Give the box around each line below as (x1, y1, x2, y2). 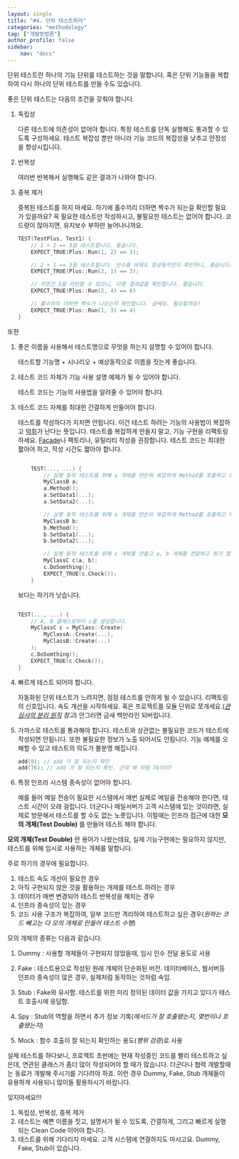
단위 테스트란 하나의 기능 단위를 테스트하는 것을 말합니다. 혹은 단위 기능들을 (7, 70, 216, 79)
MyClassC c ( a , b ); (43, 557, 98, 565)
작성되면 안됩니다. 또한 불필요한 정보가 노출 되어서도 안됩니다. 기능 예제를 (17, 735, 221, 743)
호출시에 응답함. (25, 997, 70, 1006)
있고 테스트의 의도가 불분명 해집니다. (38, 743, 140, 752)
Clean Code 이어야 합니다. (31, 1126, 106, 1135)
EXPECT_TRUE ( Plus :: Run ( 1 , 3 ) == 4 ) (31, 307, 137, 314)
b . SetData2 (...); (43, 537, 95, 545)
